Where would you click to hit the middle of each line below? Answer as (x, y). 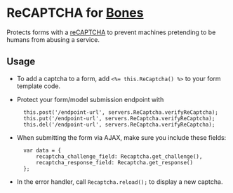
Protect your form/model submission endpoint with (90, 99)
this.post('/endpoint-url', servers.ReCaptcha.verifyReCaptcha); (121, 112)
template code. (39, 86)
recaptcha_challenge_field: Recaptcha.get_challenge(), (119, 156)
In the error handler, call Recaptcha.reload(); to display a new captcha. (120, 181)
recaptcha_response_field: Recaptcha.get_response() (114, 162)
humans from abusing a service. (53, 39)
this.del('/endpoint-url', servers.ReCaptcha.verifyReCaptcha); (119, 124)
